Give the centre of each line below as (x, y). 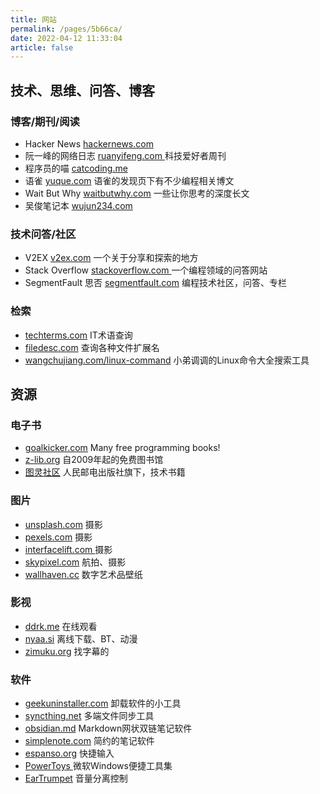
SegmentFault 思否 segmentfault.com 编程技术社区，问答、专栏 (155, 283)
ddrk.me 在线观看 (61, 626)
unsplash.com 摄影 (63, 524)
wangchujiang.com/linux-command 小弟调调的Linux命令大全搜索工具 (167, 360)
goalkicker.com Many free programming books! (122, 448)
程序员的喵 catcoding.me (76, 168)
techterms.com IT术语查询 (78, 335)
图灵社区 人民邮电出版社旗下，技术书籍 (105, 472)
